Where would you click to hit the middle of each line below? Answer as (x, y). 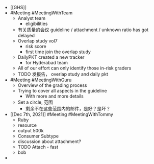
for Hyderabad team (46, 63)
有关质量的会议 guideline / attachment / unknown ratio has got (83, 30)
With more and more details (55, 96)
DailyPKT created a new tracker (51, 57)
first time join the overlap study (58, 52)
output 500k (31, 131)
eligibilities (36, 24)
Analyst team (32, 18)
